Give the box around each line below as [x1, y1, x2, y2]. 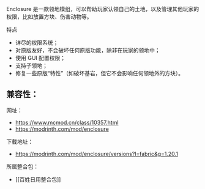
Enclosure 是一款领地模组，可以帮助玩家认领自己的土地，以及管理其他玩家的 [6, 6, 199, 12]
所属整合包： [6, 163, 39, 170]
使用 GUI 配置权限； [15, 54, 66, 61]
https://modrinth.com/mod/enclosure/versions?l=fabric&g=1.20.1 [15, 150, 179, 157]
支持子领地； [15, 62, 48, 69]
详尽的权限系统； [15, 39, 59, 46]
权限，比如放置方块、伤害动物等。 [6, 13, 92, 20]
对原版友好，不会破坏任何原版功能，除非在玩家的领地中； [15, 46, 160, 54]
